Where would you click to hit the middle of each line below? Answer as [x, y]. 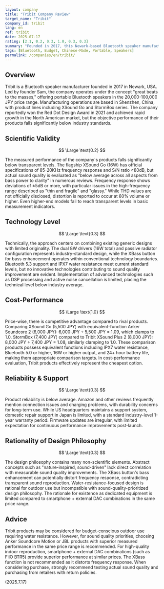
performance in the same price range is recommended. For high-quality [77, 546]
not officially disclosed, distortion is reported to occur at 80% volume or [77, 196]
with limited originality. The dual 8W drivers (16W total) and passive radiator [81, 248]
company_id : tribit [25, 23]
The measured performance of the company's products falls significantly [79, 160]
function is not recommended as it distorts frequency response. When [76, 562]
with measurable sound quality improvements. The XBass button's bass [77, 473]
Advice [16, 519]
